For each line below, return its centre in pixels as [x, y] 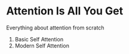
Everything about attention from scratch [55, 28]
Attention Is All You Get [65, 11]
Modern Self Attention [42, 46]
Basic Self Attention [39, 39]
